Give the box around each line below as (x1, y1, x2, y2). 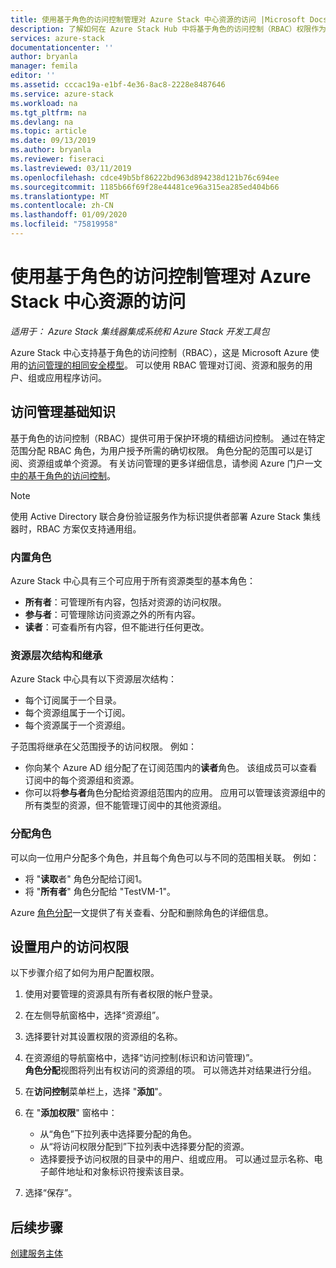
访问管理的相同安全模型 (28, 359, 125, 371)
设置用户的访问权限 (10, 938, 129, 955)
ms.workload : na (10, 98, 78, 108)
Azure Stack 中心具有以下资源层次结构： (10, 673, 177, 685)
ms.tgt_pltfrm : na (10, 107, 87, 118)
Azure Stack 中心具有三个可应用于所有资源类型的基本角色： (10, 574, 256, 586)
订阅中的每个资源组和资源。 (24, 774, 140, 786)
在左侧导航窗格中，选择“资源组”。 (24, 1009, 165, 1021)
